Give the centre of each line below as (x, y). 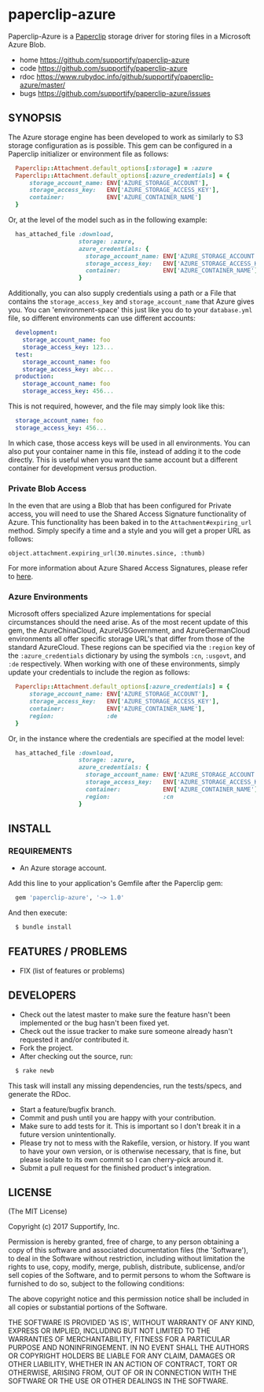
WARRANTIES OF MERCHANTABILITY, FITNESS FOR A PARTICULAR (119, 1339)
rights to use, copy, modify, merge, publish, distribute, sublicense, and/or (126, 1267)
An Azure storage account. (63, 868)
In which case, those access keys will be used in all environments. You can (129, 443)
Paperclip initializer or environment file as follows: (88, 153)
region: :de (73, 716)
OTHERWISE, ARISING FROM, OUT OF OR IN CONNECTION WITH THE (123, 1373)
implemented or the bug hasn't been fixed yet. (94, 1023)
